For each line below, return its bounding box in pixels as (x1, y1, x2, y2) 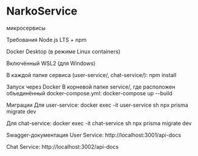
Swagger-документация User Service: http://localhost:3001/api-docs (6, 131, 181, 138)
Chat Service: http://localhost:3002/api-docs (6, 143, 119, 150)
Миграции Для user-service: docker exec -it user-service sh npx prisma (6, 101, 188, 109)
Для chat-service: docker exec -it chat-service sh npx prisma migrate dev (6, 120, 192, 127)
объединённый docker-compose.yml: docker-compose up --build (6, 89, 173, 97)
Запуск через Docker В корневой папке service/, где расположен (6, 83, 176, 90)
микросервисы (6, 24, 46, 32)
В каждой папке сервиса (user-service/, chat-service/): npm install (6, 71, 177, 78)
